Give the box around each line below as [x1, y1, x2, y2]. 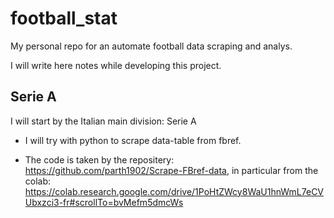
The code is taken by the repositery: [24, 153, 175, 166]
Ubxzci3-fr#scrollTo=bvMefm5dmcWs [24, 196, 184, 208]
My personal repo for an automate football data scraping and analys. [10, 40, 293, 52]
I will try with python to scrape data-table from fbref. [24, 134, 242, 146]
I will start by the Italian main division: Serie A [10, 115, 197, 127]
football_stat [10, 7, 118, 30]
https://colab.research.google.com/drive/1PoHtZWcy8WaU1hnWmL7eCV [24, 185, 325, 197]
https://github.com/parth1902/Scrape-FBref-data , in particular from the [24, 164, 319, 176]
